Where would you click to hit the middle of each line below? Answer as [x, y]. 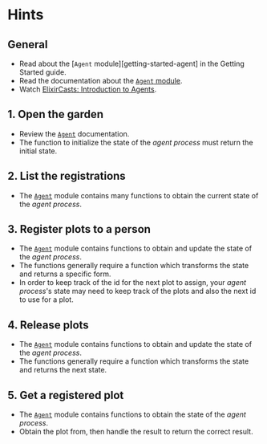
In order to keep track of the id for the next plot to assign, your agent [132, 283]
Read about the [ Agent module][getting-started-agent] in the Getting [132, 63]
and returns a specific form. [65, 274]
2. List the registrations [67, 176]
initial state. [38, 151]
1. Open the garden [55, 114]
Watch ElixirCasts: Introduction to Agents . [88, 89]
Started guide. [42, 72]
